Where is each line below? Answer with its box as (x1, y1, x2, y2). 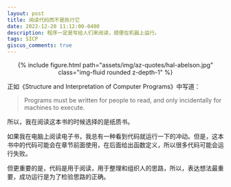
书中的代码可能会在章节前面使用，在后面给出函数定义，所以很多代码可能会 (7, 141, 218, 148)
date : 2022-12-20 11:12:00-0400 (7, 23, 100, 30)
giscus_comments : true (7, 42, 72, 49)
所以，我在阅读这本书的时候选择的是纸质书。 (7, 118, 134, 126)
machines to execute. (23, 104, 85, 111)
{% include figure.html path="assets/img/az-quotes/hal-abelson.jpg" (17, 61, 214, 69)
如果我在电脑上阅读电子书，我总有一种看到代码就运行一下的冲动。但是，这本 (7, 132, 224, 140)
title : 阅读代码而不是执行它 (7, 16, 80, 23)
